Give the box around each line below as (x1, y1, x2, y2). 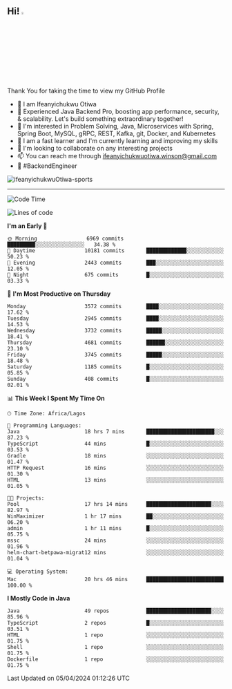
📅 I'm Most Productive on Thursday (7, 290, 111, 298)
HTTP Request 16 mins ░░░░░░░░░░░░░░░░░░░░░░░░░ (7, 464, 224, 471)
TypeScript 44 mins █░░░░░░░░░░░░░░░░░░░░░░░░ (7, 440, 224, 447)
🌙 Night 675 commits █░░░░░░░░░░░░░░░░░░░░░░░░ (7, 271, 224, 279)
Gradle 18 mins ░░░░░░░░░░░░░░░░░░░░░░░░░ (7, 452, 224, 459)
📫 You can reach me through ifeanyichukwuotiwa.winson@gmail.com (17, 151, 217, 160)
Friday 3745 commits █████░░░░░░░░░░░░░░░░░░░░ (7, 351, 224, 358)
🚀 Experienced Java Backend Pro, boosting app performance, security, (17, 107, 220, 115)
